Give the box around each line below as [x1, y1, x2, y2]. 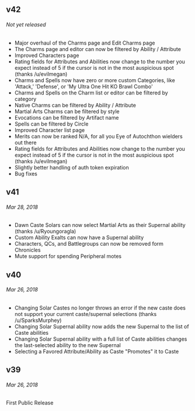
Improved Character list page [14, 126, 85, 134]
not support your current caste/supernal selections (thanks [14, 310, 157, 317]
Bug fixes [14, 170, 38, 177]
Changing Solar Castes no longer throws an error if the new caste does [14, 304, 186, 311]
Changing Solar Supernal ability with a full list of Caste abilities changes [14, 335, 187, 342]
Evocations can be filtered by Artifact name [14, 114, 119, 121]
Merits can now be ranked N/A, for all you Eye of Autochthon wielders [14, 133, 183, 140]
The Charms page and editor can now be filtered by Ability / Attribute [14, 45, 181, 52]
